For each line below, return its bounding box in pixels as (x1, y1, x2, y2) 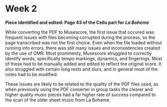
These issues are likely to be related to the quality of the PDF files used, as (5, 81, 159, 87)
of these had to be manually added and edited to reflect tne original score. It (5, 61, 162, 67)
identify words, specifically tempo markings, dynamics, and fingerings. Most (5, 55, 163, 61)
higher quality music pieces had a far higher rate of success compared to (5, 92, 156, 98)
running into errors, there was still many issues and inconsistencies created (5, 45, 161, 51)
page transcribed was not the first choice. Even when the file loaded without (5, 39, 162, 45)
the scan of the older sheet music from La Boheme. (5, 97, 111, 103)
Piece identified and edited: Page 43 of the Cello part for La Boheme (5, 19, 150, 25)
